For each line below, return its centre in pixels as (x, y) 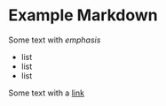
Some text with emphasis (55, 40)
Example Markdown (83, 15)
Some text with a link (47, 93)
